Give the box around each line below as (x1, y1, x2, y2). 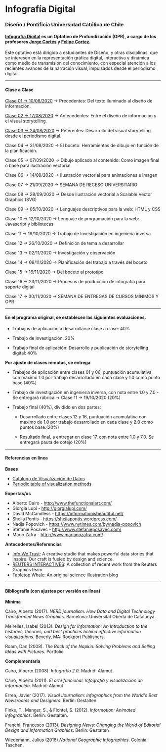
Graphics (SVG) (5, 197, 37, 202)
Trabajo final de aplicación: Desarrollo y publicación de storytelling (12, 345, 149, 351)
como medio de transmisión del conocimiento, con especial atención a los (5, 60, 156, 66)
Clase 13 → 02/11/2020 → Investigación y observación (5, 250, 116, 255)
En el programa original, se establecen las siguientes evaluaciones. (5, 314, 146, 320)
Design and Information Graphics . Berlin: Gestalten (5, 727, 109, 733)
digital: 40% (12, 350, 38, 356)
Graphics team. (12, 566, 43, 572)
